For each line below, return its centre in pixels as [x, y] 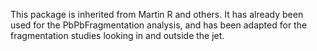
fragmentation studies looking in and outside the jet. [117, 35]
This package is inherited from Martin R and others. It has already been [157, 14]
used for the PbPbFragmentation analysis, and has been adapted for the [159, 25]
